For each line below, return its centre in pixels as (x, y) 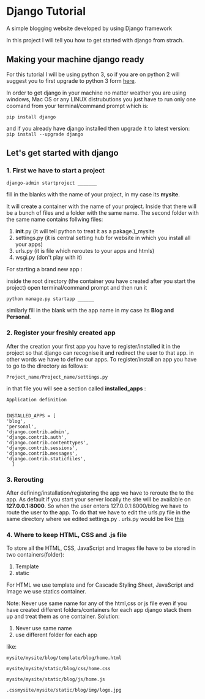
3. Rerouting (25, 479)
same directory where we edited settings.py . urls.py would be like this (95, 519)
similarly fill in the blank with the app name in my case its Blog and (90, 311)
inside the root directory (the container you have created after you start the (101, 281)
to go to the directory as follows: (47, 366)
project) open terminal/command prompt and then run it (77, 288)
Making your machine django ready (76, 60)
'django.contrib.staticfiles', (46, 458)
